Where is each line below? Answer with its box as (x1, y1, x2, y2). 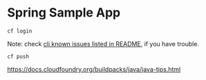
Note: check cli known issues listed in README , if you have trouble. (7, 39, 199, 48)
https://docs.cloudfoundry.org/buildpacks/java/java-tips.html (7, 65, 181, 73)
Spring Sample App (7, 5, 121, 21)
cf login (7, 28, 32, 34)
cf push (7, 53, 30, 60)
